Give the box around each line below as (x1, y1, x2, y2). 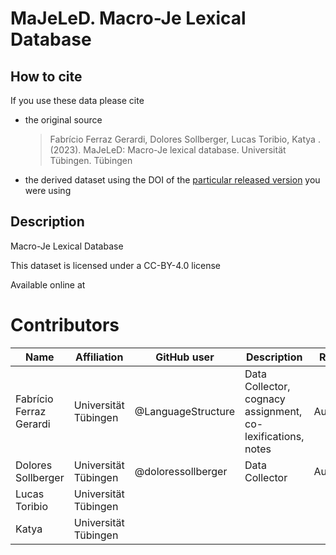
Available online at (10, 278, 86, 291)
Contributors (10, 314, 120, 336)
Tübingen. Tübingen (49, 155, 133, 166)
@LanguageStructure (134, 404, 236, 418)
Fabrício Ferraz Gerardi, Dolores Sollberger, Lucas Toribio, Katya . (49, 133, 321, 145)
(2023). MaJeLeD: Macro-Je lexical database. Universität (49, 144, 287, 156)
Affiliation (75, 350, 124, 364)
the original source (24, 114, 103, 126)
